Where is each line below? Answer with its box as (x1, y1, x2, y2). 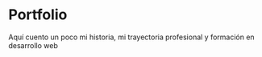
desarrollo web (8, 40, 58, 50)
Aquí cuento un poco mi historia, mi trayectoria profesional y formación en (8, 32, 256, 42)
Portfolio (8, 6, 68, 24)
